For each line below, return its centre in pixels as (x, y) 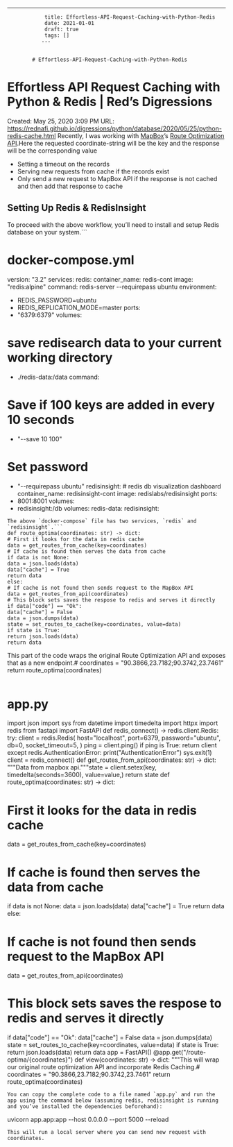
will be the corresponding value (52, 151)
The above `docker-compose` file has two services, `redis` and (102, 521)
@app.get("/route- (180, 1053)
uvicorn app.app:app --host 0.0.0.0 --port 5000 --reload (88, 1120)
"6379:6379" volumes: (49, 315)
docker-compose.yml (71, 260)
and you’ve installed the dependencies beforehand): (85, 1107)
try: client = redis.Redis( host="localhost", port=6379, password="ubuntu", (114, 738)
